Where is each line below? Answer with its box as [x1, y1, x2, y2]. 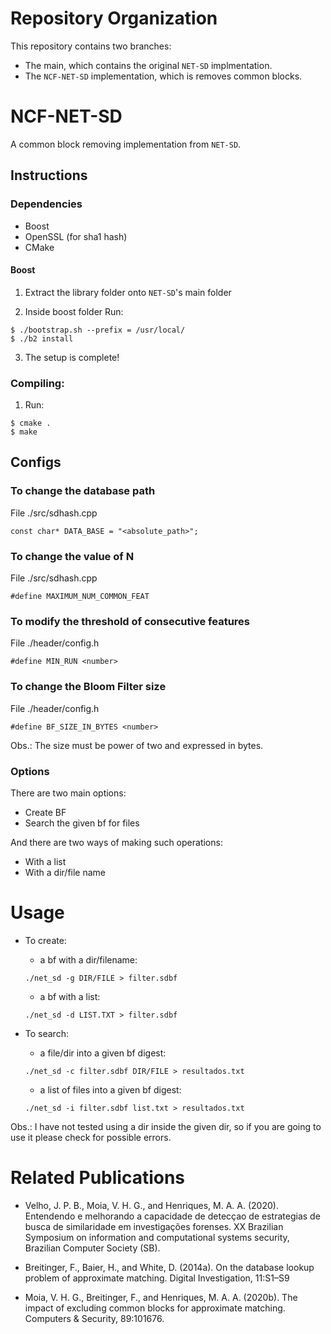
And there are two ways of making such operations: [10, 836, 223, 848]
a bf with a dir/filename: [39, 953, 138, 966]
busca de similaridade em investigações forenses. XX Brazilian [24, 1220, 284, 1232]
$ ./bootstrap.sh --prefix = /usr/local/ [10, 325, 186, 335]
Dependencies [10, 197, 83, 211]
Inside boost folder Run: [24, 305, 124, 317]
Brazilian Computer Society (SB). [24, 1242, 161, 1254]
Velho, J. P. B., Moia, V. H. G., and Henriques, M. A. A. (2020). [24, 1199, 279, 1211]
